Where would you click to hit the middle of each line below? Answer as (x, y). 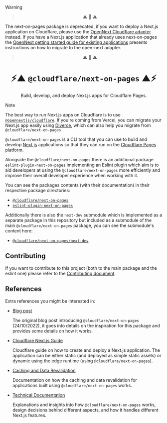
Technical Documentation (39, 395)
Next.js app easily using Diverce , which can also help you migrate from (78, 125)
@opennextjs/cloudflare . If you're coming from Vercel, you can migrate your (83, 120)
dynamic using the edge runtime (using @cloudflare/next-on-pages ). (83, 361)
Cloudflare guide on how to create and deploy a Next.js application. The (86, 350)
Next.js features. (29, 415)
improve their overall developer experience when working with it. (72, 175)
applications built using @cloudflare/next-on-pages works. (72, 385)
